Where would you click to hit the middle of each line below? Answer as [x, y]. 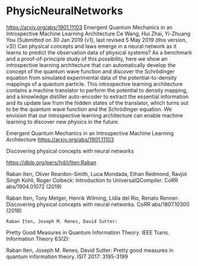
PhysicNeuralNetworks [65, 11]
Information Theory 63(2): [38, 239]
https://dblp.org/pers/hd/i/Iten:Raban [51, 162]
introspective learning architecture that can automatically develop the [91, 65]
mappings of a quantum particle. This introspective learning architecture [94, 84]
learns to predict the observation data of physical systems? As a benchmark [99, 52]
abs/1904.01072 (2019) [34, 186]
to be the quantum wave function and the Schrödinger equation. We [89, 109]
